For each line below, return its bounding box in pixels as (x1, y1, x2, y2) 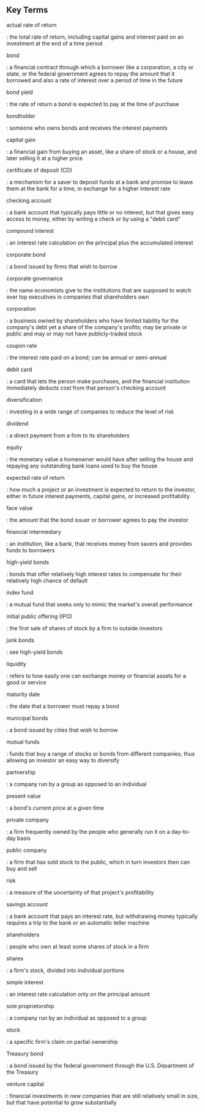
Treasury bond (6, 1050, 44, 1057)
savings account (6, 900, 48, 908)
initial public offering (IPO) (6, 613, 72, 620)
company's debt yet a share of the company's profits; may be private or (6, 323, 188, 331)
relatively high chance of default (6, 577, 88, 584)
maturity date (6, 691, 40, 698)
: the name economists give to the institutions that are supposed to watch (6, 286, 192, 294)
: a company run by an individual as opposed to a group (6, 1014, 147, 1022)
